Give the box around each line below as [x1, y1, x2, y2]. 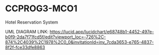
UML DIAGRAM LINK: [5, 28, 49, 34]
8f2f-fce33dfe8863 [5, 44, 45, 50]
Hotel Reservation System [5, 19, 59, 25]
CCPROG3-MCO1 [5, 3, 78, 14]
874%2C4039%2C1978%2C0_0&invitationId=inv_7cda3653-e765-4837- [5, 39, 154, 45]
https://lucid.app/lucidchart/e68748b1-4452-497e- [49, 28, 154, 34]
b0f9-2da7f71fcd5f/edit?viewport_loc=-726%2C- [5, 34, 106, 40]
